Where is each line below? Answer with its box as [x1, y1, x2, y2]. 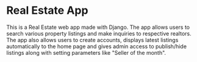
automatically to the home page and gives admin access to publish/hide [6, 43, 187, 50]
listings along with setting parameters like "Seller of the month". [6, 49, 167, 56]
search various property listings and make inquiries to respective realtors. [6, 29, 192, 37]
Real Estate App [6, 4, 88, 17]
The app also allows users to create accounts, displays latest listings [6, 36, 179, 43]
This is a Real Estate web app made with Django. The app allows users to [6, 23, 190, 31]
